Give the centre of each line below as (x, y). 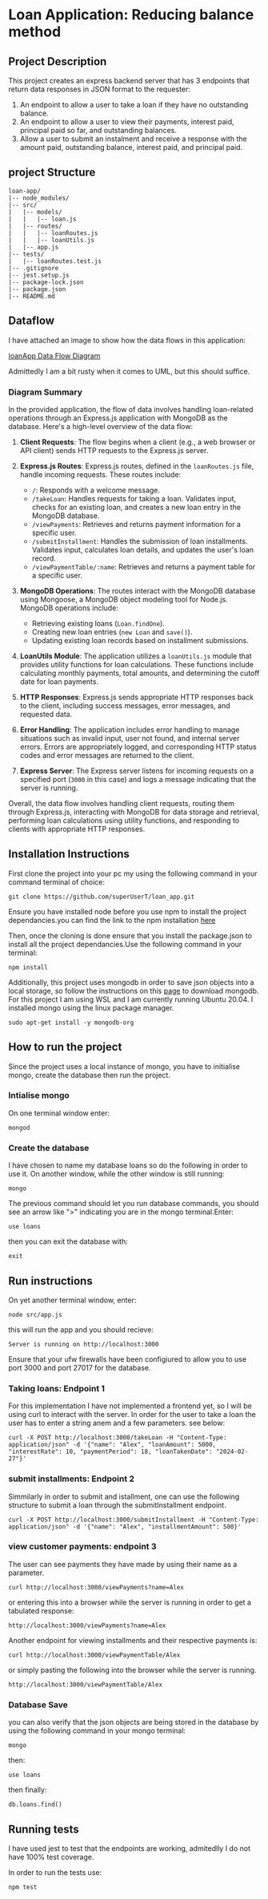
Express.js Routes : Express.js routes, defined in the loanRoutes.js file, (137, 466)
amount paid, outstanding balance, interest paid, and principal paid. (131, 147)
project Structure (52, 173)
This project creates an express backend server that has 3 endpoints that (129, 81)
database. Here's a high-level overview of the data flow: (101, 426)
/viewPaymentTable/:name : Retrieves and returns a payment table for (144, 566)
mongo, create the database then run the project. (89, 1075)
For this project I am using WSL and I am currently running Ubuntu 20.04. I (131, 999)
